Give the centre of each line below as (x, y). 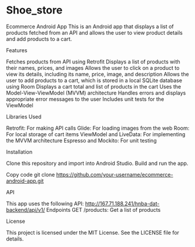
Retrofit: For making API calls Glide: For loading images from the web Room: (98, 128)
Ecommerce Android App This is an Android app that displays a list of (90, 26)
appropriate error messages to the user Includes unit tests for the (85, 99)
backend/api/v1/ (26, 209)
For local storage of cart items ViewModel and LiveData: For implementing (96, 134)
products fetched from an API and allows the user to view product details (95, 32)
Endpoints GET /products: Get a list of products (103, 209)
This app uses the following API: (45, 204)
